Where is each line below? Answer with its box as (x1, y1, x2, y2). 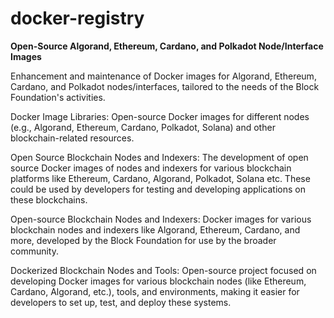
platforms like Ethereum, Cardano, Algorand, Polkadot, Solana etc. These (10, 172, 311, 184)
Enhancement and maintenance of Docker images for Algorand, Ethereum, (10, 70, 317, 82)
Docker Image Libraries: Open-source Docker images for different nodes (10, 110, 310, 122)
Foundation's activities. (10, 91, 106, 103)
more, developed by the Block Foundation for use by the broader (10, 234, 277, 246)
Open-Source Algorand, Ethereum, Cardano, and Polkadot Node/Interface (10, 40, 324, 52)
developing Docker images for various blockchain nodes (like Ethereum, (10, 275, 307, 287)
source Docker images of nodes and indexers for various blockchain (10, 162, 292, 174)
